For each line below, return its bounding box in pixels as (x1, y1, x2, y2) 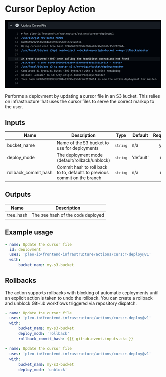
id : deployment (9, 247, 41, 252)
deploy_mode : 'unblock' (18, 367, 68, 372)
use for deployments (56, 145, 99, 151)
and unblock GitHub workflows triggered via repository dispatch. (5, 300, 137, 306)
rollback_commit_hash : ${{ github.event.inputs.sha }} (18, 336, 134, 342)
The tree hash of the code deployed (31, 212, 105, 218)
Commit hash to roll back (56, 164, 108, 170)
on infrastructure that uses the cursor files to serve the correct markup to (5, 98, 155, 105)
